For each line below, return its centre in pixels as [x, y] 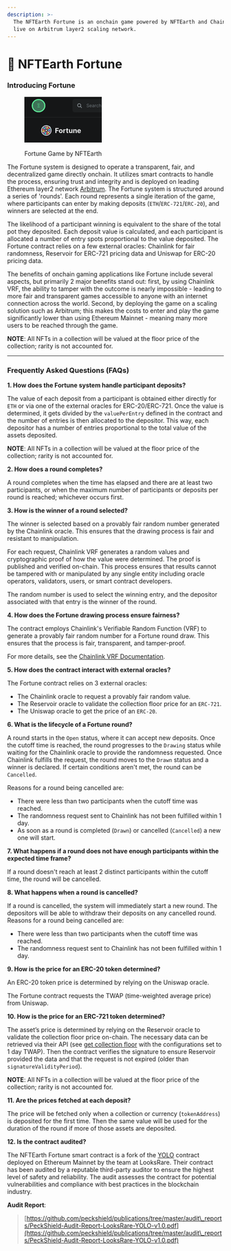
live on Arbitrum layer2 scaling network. [75, 29]
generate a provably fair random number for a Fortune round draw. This [108, 636]
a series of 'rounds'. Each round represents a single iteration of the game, [111, 196]
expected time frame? [39, 858]
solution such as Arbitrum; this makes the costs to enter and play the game [113, 311]
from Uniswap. [28, 1003]
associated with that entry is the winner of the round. [82, 602]
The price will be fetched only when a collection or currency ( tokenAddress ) [114, 1114]
